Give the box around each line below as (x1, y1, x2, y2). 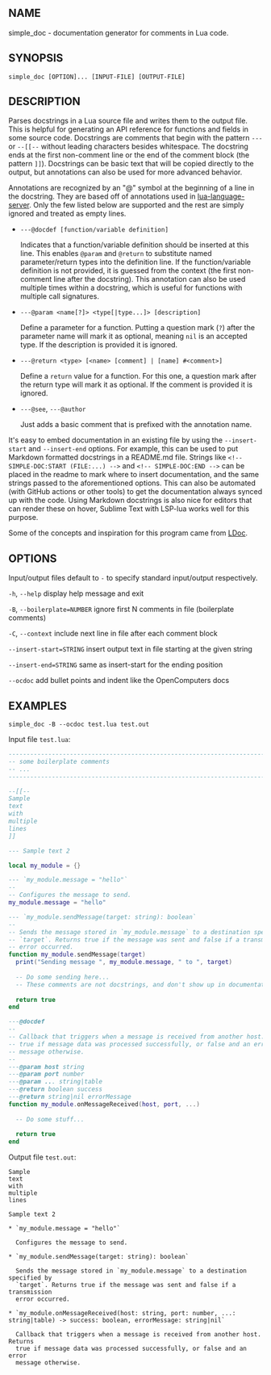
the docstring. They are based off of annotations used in (8, 191, 196, 201)
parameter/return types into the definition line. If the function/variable (19, 258, 252, 267)
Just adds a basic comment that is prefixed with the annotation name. (19, 420, 252, 430)
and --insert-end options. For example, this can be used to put (27, 444, 239, 454)
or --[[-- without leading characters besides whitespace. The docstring (8, 141, 248, 152)
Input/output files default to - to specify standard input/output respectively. (8, 573, 258, 583)
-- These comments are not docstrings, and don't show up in (15, 980, 226, 988)
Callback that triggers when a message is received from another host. (15, 1331, 262, 1339)
